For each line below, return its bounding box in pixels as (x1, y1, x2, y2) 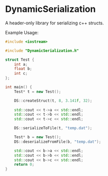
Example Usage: (5, 29, 39, 35)
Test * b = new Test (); (14, 135, 61, 140)
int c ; (14, 71, 28, 76)
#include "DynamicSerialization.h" (5, 48, 79, 53)
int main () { (5, 85, 32, 90)
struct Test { (5, 57, 35, 62)
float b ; (14, 66, 32, 72)
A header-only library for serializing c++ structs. (5, 20, 104, 26)
